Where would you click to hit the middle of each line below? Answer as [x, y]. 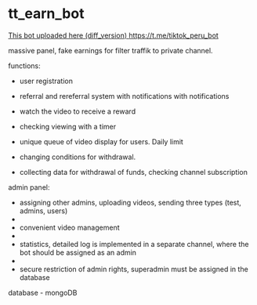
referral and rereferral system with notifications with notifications [124, 96]
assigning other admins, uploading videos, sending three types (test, [130, 202]
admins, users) [43, 211]
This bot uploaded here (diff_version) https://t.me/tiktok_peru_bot [114, 35]
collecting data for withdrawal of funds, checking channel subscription [134, 172]
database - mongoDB [43, 292]
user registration [46, 81]
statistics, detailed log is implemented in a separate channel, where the [134, 244]
